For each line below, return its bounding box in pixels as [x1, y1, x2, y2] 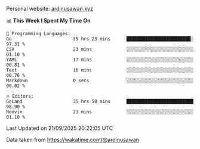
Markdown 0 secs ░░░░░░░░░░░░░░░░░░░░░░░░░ [6, 77, 194, 83]
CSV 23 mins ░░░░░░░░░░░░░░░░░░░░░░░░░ [6, 46, 194, 52]
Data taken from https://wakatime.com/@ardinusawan [6, 136, 139, 143]
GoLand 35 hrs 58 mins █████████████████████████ [6, 98, 194, 104]
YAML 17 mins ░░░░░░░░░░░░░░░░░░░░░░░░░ [6, 57, 194, 63]
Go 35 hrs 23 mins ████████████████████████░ [6, 36, 194, 42]
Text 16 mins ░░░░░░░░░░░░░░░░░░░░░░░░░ [6, 67, 194, 73]
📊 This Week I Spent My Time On [6, 17, 91, 24]
